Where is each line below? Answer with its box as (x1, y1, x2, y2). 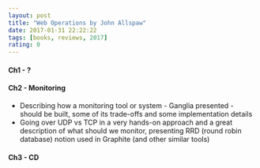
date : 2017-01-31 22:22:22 (8, 26, 97, 34)
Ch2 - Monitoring (8, 84, 66, 93)
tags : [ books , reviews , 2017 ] (8, 33, 108, 42)
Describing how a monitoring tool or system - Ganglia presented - (19, 100, 235, 110)
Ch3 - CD (8, 152, 40, 162)
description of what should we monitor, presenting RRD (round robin (19, 125, 243, 135)
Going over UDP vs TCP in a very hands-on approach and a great (19, 118, 233, 127)
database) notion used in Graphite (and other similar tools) (19, 134, 210, 144)
